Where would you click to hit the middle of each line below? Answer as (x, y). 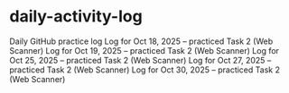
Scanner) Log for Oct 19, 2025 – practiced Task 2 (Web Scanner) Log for (144, 50)
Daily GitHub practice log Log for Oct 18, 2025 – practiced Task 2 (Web (141, 41)
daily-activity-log (76, 17)
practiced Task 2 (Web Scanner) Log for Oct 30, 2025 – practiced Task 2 (144, 70)
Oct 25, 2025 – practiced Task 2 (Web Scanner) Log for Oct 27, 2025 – (140, 60)
